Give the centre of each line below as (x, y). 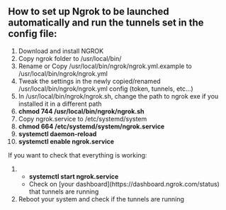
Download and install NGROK (61, 51)
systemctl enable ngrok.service (66, 141)
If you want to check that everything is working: (78, 155)
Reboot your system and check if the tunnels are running (101, 199)
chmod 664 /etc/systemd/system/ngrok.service (91, 126)
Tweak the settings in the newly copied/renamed (90, 81)
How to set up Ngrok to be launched (89, 12)
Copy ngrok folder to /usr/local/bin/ (70, 58)
